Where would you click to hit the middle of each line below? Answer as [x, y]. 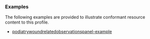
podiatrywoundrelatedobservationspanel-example [62, 32]
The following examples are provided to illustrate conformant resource [75, 17]
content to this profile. [27, 22]
